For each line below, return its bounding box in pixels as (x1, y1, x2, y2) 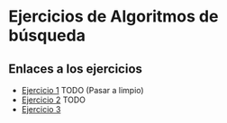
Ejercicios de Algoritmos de (8, 6, 219, 27)
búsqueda (8, 25, 86, 46)
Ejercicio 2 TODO (21, 94, 86, 105)
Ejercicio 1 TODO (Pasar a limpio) (21, 85, 145, 95)
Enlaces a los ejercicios (8, 61, 143, 76)
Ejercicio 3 (21, 104, 61, 114)
